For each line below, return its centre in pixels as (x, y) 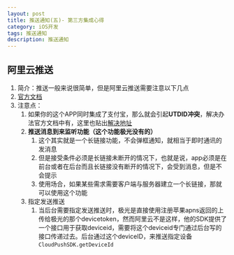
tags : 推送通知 (27, 33)
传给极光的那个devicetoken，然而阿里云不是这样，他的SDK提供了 (132, 219)
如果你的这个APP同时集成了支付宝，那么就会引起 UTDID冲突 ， (117, 114)
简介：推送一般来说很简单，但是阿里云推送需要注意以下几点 (103, 87)
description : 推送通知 (38, 40)
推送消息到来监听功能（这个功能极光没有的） (92, 131)
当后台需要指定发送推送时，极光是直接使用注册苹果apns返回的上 (131, 210)
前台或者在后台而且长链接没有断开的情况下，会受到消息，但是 (127, 166)
